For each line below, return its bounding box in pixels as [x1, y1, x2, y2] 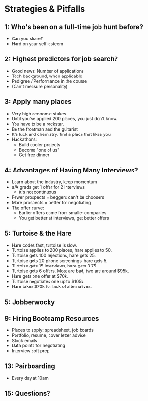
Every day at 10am [11, 375, 49, 381]
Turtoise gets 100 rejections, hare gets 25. [11, 252, 96, 259]
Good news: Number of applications [11, 68, 84, 74]
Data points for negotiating [11, 343, 66, 349]
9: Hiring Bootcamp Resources [4, 314, 99, 323]
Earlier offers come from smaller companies [18, 210, 107, 216]
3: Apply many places [4, 97, 72, 106]
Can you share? [11, 36, 43, 41]
